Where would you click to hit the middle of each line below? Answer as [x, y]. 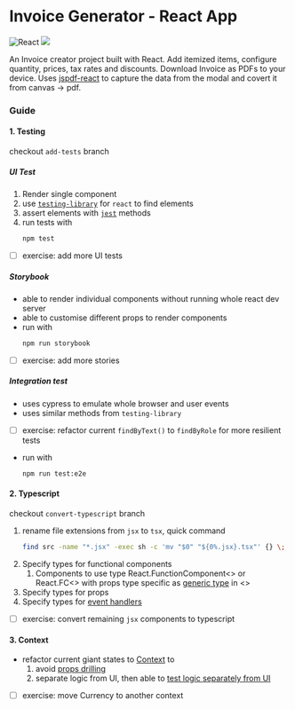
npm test [38, 239]
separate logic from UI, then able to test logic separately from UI [153, 678]
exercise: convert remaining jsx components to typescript [128, 618]
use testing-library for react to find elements [108, 204]
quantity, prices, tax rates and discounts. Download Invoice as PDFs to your [147, 68]
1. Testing [28, 131]
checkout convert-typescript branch [77, 513]
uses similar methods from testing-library [102, 413]
